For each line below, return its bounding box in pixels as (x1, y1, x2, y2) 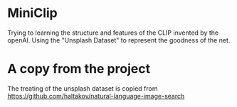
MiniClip (7, 5, 58, 21)
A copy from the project (7, 61, 151, 77)
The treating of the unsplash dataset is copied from (7, 84, 158, 93)
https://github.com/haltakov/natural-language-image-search (7, 91, 185, 100)
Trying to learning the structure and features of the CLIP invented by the (7, 28, 219, 37)
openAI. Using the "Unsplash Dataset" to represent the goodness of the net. (7, 35, 231, 44)
